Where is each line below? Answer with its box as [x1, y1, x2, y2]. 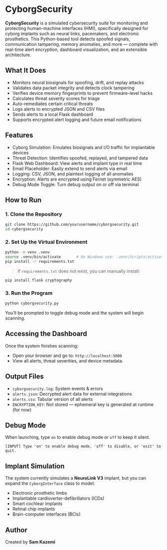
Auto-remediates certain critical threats [12, 101, 93, 107]
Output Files [5, 372, 44, 381]
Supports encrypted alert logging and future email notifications [12, 116, 142, 123]
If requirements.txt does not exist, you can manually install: [17, 268, 140, 274]
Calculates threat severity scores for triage [12, 95, 100, 101]
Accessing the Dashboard [5, 330, 87, 338]
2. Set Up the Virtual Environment [5, 238, 88, 245]
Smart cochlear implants [12, 501, 63, 507]
